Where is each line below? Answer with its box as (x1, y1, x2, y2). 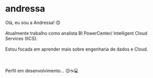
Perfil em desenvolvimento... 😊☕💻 (5, 67, 79, 73)
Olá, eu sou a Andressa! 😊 (5, 19, 61, 25)
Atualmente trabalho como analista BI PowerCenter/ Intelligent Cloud (5, 30, 147, 36)
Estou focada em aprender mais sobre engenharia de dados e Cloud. (5, 46, 148, 52)
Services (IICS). (5, 35, 38, 41)
